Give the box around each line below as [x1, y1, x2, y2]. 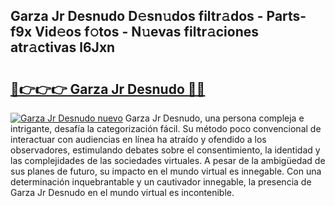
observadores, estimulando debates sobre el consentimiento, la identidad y [10, 144, 321, 156]
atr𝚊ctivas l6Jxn [10, 39, 116, 56]
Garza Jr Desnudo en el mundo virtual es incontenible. [10, 187, 235, 198]
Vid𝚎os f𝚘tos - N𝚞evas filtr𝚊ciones [34, 24, 260, 41]
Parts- [266, 8, 307, 25]
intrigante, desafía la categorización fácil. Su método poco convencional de [10, 123, 322, 134]
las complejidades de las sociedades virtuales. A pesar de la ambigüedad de [10, 155, 326, 166]
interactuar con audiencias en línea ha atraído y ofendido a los [10, 134, 267, 145]
